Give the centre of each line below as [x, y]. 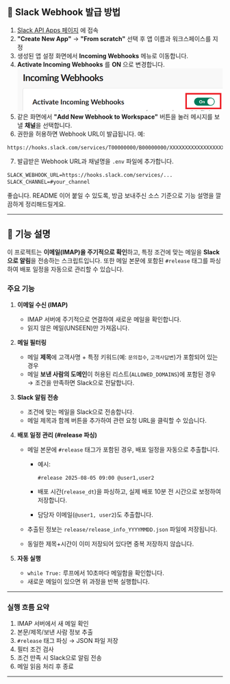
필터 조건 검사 [35, 649]
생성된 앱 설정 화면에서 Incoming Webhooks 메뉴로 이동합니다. [103, 56]
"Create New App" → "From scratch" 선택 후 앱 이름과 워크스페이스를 [114, 38]
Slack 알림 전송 [38, 398]
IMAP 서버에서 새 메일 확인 [53, 624]
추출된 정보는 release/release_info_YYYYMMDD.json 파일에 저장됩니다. [122, 529]
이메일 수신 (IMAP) [42, 305]
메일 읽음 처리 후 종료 [45, 666]
